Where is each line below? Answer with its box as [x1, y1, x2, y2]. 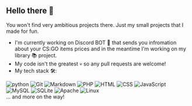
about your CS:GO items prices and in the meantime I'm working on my [14, 45, 186, 52]
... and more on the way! [6, 93, 65, 100]
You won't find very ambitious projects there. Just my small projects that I [6, 21, 184, 28]
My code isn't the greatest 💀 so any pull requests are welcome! [14, 60, 166, 67]
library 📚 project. [14, 52, 57, 59]
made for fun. [6, 28, 39, 35]
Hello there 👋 [6, 6, 54, 16]
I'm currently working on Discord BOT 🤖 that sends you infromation [14, 39, 177, 46]
